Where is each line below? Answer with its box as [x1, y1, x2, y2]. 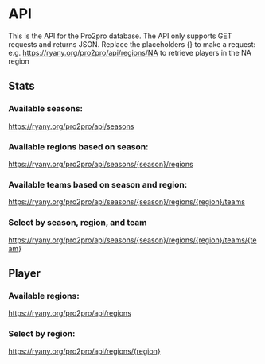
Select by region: [8, 328, 76, 339]
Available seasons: [8, 103, 84, 114]
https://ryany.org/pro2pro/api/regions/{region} [8, 347, 161, 356]
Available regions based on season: [8, 141, 149, 152]
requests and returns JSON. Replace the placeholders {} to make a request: [8, 39, 256, 48]
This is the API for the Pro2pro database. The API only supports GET [8, 31, 232, 41]
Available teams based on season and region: [8, 179, 188, 190]
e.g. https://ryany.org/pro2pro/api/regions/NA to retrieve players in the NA [8, 48, 252, 57]
